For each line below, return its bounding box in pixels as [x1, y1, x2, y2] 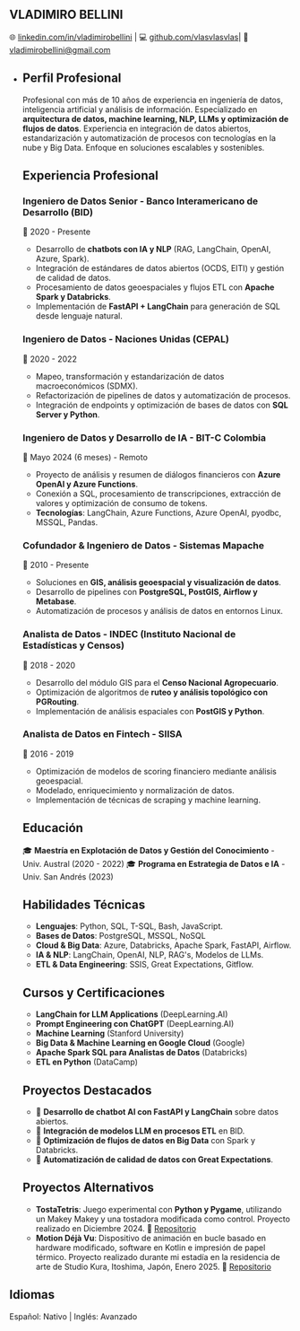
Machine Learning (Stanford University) [35, 1028, 184, 1039]
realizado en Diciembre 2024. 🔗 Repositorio [35, 1222, 197, 1233]
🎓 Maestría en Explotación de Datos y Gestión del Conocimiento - [21, 845, 275, 855]
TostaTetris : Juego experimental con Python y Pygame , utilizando [35, 1204, 282, 1214]
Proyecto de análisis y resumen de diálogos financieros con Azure [35, 468, 281, 479]
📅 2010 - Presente [21, 560, 90, 571]
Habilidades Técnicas [21, 898, 146, 912]
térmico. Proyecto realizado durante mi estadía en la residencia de [35, 1251, 280, 1262]
